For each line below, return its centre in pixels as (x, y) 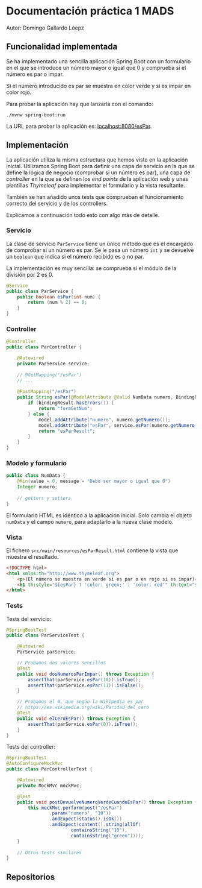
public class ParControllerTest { (50, 769)
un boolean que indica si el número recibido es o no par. (75, 256)
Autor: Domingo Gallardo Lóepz (45, 28)
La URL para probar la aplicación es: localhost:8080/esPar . (79, 126)
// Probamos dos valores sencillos (62, 663)
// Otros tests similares (50, 852)
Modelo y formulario (37, 463)
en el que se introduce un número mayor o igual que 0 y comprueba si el (96, 68)
